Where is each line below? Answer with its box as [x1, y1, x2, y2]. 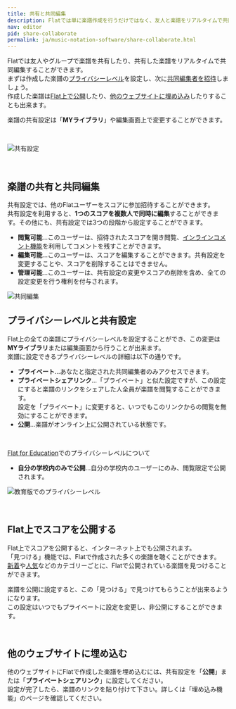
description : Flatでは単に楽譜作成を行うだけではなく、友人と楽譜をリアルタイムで [7, 17, 223, 24]
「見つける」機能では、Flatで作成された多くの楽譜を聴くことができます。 [7, 552, 221, 560]
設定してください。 [111, 677, 167, 685]
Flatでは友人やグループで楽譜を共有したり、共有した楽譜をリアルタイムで [7, 57, 221, 65]
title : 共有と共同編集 [7, 10, 67, 18]
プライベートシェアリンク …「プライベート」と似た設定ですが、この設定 [17, 376, 226, 384]
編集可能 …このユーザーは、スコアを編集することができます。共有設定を [17, 251, 226, 259]
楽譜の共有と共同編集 [7, 180, 100, 192]
